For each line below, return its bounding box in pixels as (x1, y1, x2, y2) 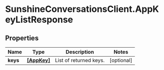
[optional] (109, 57, 133, 64)
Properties (5, 34, 39, 42)
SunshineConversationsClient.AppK (5, 3, 160, 15)
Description (65, 49, 94, 55)
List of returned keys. (55, 57, 105, 64)
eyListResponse (5, 14, 73, 25)
